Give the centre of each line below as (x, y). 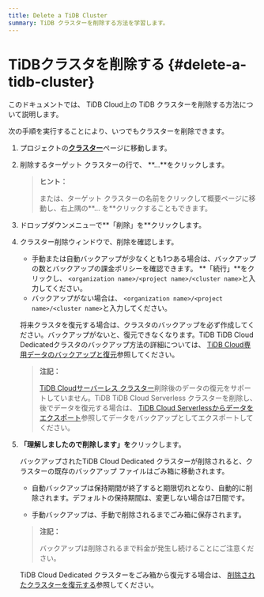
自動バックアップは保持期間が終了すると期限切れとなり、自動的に (139, 488)
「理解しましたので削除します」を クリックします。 (102, 444)
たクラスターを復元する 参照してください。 (89, 585)
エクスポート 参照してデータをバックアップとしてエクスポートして (146, 418)
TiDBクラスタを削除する (87, 64)
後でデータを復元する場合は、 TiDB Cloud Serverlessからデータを (147, 408)
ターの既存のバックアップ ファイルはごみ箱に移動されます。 (131, 471)
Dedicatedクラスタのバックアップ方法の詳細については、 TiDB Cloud (132, 345)
